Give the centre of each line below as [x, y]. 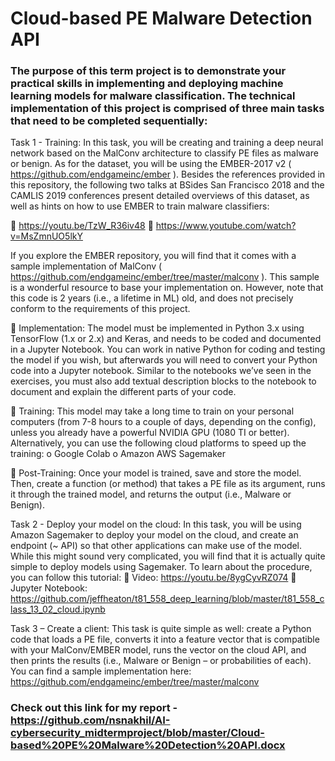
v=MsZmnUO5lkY [46, 236]
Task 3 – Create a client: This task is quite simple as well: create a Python [161, 629]
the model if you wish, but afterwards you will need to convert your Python [164, 360]
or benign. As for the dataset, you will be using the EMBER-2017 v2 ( [151, 164]
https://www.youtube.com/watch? [226, 226]
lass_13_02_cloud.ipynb [58, 609]
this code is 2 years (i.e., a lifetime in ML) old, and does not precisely [152, 298]
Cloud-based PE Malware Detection [161, 18]
